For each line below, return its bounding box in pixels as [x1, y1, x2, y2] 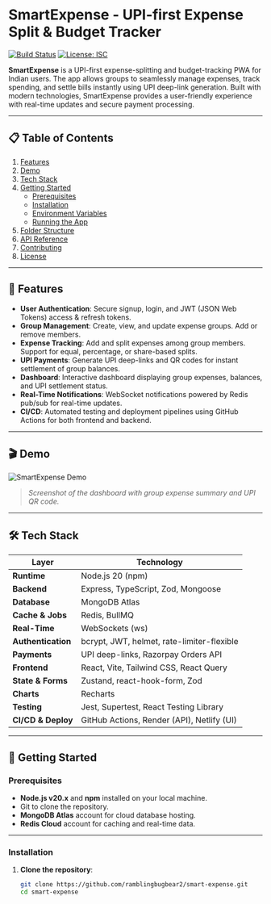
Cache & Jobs [12, 609, 67, 621]
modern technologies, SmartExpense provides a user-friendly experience [8, 90, 252, 100]
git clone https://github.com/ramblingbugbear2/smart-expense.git [19, 881, 248, 889]
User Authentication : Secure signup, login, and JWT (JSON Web [19, 303, 237, 313]
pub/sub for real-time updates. [19, 398, 123, 408]
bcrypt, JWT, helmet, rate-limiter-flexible [80, 636, 240, 647]
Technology [135, 557, 183, 568]
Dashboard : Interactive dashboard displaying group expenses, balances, [19, 372, 263, 382]
